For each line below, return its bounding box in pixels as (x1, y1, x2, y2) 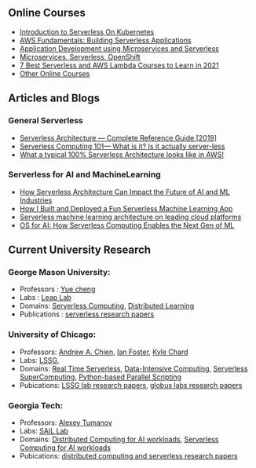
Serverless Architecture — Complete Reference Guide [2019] (19, 133, 218, 142)
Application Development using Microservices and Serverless (19, 43, 220, 53)
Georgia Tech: (8, 400, 64, 411)
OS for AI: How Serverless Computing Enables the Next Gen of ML (19, 220, 235, 230)
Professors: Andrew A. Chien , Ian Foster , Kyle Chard (19, 347, 188, 356)
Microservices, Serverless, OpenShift (19, 52, 141, 61)
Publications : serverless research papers (19, 309, 155, 319)
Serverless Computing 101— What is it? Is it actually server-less (19, 141, 225, 151)
